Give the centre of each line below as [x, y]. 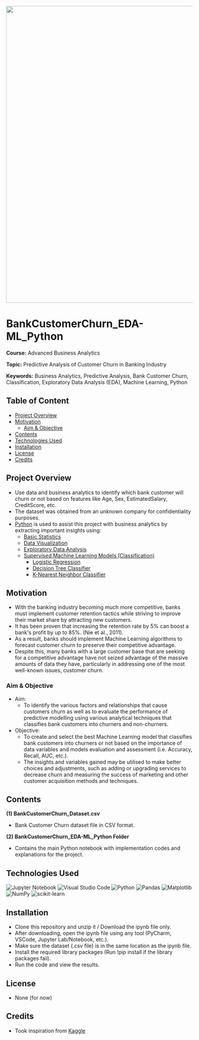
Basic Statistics [42, 536]
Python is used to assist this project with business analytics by [91, 524]
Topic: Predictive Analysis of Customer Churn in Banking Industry [86, 364]
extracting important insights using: [58, 530]
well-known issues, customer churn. [59, 671]
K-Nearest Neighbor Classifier [69, 574]
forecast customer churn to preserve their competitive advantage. [95, 645]
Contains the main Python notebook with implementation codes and [97, 848]
